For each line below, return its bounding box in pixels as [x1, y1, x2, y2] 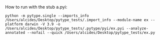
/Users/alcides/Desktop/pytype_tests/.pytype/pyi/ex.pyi [5, 26, 125, 31]
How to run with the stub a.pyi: [5, 4, 67, 10]
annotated [5, 30, 26, 35]
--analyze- [126, 26, 149, 31]
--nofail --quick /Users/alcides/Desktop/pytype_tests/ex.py [27, 30, 155, 35]
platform [5, 22, 23, 27]
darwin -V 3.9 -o [25, 22, 61, 27]
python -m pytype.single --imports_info [5, 13, 90, 18]
